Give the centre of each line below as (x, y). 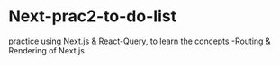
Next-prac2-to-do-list (93, 16)
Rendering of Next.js (46, 50)
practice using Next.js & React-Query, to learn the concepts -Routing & (140, 41)
